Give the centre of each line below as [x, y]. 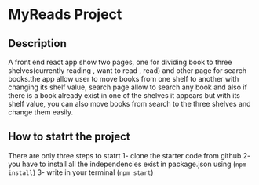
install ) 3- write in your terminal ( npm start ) [81, 172]
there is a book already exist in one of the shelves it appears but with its [124, 95]
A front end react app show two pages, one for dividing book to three [120, 62]
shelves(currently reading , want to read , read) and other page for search [128, 71]
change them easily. [41, 112]
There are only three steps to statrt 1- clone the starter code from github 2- [129, 155]
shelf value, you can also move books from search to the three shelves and [129, 104]
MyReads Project [65, 15]
